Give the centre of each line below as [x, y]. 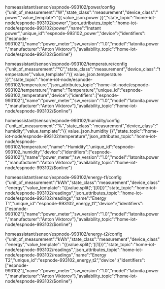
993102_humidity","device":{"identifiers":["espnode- [58, 152]
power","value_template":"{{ [34, 18]
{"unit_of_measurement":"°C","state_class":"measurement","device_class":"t [83, 69]
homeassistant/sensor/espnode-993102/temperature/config [66, 64]
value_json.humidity [88, 131]
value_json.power [81, 18]
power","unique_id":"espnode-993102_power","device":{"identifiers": [75, 33]
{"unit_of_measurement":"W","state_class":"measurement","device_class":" [82, 12]
